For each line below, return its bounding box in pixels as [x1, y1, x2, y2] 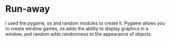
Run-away [5, 3, 50, 15]
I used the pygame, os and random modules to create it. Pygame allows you [5, 20, 165, 26]
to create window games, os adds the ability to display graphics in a [5, 25, 148, 31]
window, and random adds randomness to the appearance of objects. [5, 31, 152, 37]
